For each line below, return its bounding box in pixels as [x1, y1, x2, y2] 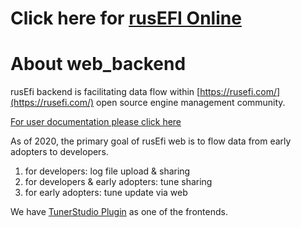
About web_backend [10, 53, 187, 76]
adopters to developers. [10, 146, 109, 158]
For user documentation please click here [10, 116, 182, 128]
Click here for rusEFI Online [10, 7, 242, 30]
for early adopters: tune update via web [24, 187, 188, 199]
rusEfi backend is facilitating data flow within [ [10, 86, 201, 98]
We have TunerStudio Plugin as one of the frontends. [10, 206, 228, 218]
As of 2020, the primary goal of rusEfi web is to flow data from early [10, 135, 292, 147]
